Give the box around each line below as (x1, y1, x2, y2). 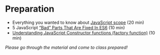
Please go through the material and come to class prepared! (5, 44, 128, 50)
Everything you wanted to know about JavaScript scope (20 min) (12, 19, 144, 25)
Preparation (5, 3, 55, 15)
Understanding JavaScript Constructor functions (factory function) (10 (12, 30, 155, 36)
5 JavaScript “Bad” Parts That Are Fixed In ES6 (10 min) (12, 24, 125, 30)
